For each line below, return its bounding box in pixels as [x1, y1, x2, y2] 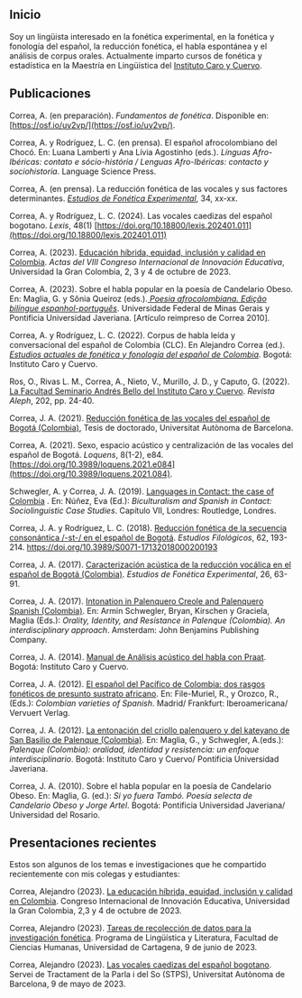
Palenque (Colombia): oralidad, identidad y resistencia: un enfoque [9, 744, 260, 755]
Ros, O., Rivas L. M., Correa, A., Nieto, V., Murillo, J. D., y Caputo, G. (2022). [9, 376, 290, 387]
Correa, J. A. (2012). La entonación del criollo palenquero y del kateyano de [9, 725, 290, 736]
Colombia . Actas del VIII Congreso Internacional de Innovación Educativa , [9, 256, 285, 267]
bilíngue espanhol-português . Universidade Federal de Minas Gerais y [9, 302, 270, 314]
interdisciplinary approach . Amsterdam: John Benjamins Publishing [9, 624, 260, 635]
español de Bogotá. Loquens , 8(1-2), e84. [9, 449, 164, 460]
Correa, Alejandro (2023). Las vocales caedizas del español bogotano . [9, 959, 272, 970]
